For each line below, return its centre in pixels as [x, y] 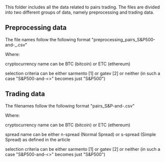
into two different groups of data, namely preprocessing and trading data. [80, 12]
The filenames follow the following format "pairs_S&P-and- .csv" [70, 106]
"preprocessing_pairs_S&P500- [123, 39]
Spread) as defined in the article [38, 139]
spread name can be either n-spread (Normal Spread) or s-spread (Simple [81, 134]
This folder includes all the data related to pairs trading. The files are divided [82, 7]
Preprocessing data [36, 28]
